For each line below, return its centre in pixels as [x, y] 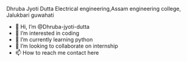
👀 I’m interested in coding [47, 33]
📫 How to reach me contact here [57, 53]
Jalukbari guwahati [30, 15]
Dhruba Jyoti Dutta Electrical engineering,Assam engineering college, [94, 9]
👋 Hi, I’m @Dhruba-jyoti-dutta [52, 27]
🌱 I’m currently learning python [54, 39]
